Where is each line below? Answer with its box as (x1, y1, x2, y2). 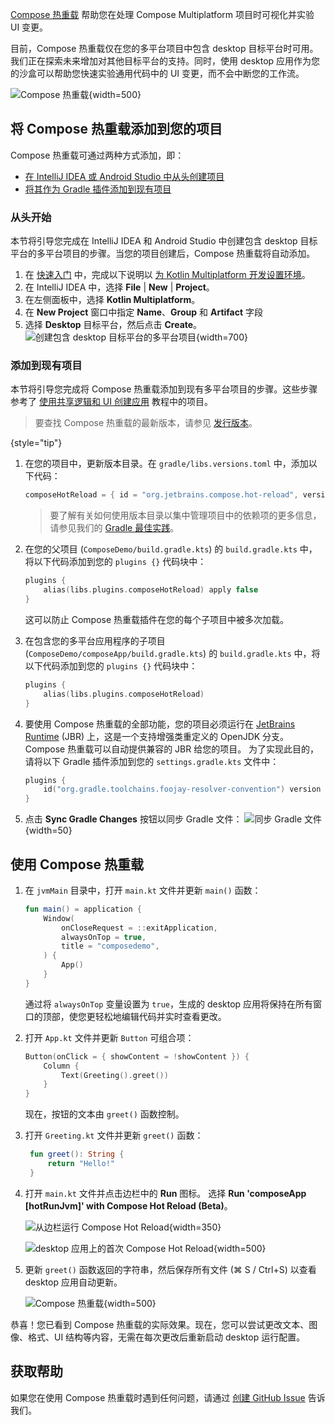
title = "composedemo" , (61, 941, 160, 952)
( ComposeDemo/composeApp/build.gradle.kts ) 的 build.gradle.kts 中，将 (24, 647, 321, 659)
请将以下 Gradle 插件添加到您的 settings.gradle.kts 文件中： (24, 755, 280, 767)
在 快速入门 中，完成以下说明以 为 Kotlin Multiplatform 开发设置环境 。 (24, 269, 311, 281)
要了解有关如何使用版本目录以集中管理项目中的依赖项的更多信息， (49, 509, 322, 522)
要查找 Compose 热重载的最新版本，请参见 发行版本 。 (34, 417, 258, 429)
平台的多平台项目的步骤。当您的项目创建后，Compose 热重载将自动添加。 (10, 248, 316, 260)
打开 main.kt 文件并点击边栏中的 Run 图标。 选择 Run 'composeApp (24, 1187, 307, 1199)
